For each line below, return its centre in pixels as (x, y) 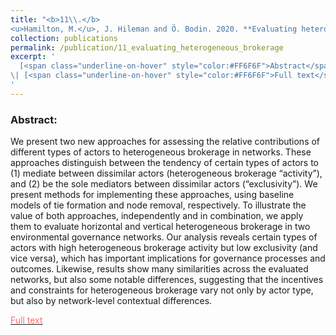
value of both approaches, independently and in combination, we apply (157, 216)
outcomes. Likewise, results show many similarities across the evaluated (159, 269)
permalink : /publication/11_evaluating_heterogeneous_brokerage (147, 47)
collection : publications (64, 38)
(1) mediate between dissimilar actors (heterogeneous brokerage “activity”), (166, 173)
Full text (26, 320)
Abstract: (34, 119)
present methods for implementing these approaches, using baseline (152, 195)
